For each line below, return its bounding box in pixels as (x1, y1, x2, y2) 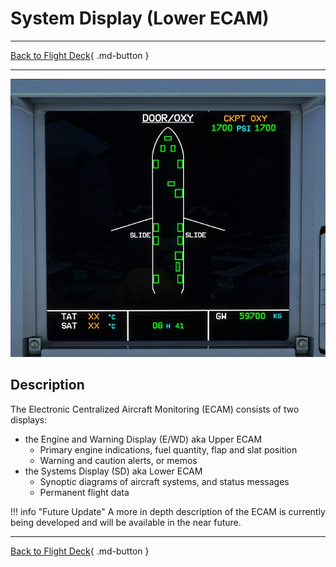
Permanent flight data (39, 486, 130, 498)
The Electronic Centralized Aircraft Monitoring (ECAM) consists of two (10, 403, 300, 415)
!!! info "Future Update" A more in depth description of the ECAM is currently (10, 505, 326, 517)
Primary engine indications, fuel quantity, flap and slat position (39, 443, 298, 456)
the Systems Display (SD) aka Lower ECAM (24, 465, 203, 477)
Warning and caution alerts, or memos (39, 454, 198, 466)
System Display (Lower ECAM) (10, 7, 270, 30)
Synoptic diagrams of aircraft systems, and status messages (39, 475, 290, 487)
